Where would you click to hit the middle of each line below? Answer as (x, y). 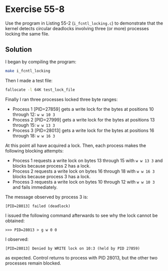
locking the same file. (27, 34)
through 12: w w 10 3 (34, 114)
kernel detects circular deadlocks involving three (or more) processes (77, 28)
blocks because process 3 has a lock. (51, 176)
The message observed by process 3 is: (47, 197)
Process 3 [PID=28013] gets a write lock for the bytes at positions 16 (83, 130)
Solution (19, 49)
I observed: (17, 239)
